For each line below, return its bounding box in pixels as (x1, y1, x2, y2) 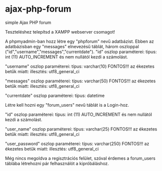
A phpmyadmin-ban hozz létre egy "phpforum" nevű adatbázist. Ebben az (5, 38, 154, 44)
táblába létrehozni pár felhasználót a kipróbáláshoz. (5, 160, 109, 166)
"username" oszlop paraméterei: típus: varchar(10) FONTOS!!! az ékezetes (5, 63, 155, 69)
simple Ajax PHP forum (5, 19, 51, 25)
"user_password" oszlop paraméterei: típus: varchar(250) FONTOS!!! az (5, 140, 150, 147)
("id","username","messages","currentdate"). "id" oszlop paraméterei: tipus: (5, 49, 157, 55)
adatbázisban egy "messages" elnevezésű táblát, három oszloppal (5, 43, 139, 49)
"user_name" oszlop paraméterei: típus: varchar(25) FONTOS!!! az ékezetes (5, 126, 158, 132)
